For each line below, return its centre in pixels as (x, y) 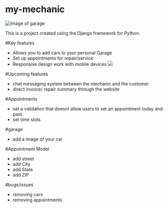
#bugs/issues (19, 184)
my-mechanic (35, 9)
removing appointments (37, 200)
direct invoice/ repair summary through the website (66, 89)
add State (23, 169)
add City (22, 164)
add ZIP (21, 175)
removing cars (28, 194)
